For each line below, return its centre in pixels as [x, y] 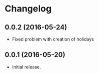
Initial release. [26, 67]
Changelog [28, 9]
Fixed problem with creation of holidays [53, 39]
